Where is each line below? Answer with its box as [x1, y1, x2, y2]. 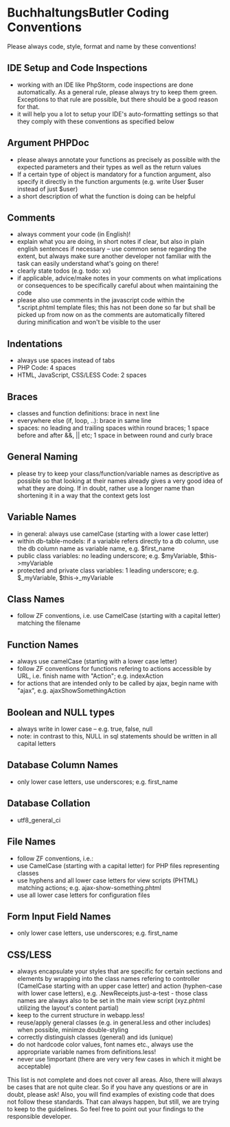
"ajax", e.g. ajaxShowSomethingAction [16, 687, 126, 695]
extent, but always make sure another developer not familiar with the [16, 252, 211, 260]
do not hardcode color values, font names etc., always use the [16, 1040, 194, 1048]
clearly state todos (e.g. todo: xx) [16, 267, 111, 275]
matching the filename [16, 619, 81, 628]
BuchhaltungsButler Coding [7, 5, 170, 21]
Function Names [7, 639, 79, 650]
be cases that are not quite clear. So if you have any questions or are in [7, 1083, 208, 1091]
